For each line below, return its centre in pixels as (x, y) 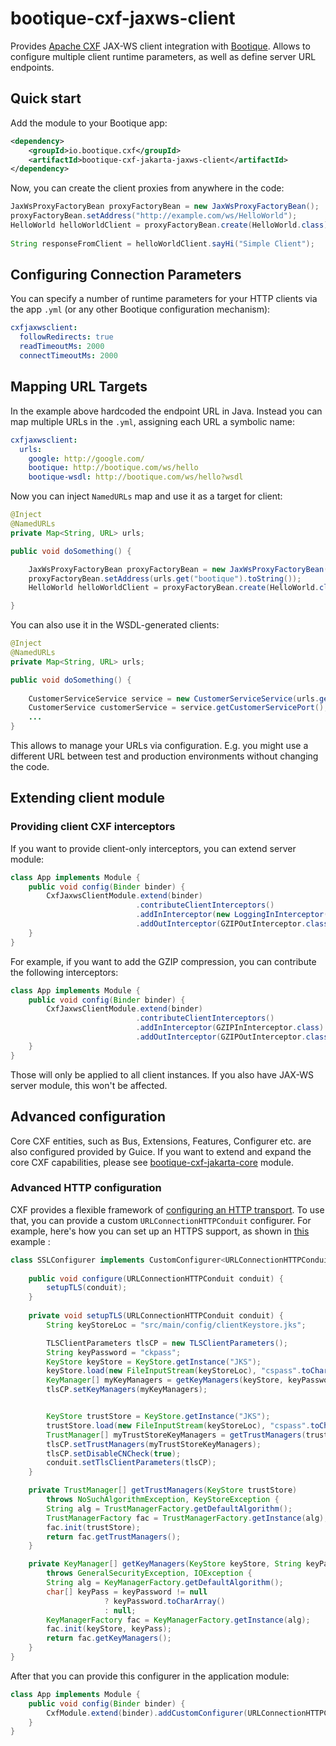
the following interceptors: (64, 972)
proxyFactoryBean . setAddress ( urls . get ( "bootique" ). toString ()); (165, 578)
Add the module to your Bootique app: (89, 123)
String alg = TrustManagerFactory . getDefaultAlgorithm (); (169, 1508)
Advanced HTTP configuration (86, 1188)
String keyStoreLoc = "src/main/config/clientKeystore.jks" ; (176, 1325)
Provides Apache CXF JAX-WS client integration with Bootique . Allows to (160, 46)
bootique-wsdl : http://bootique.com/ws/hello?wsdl (136, 477)
